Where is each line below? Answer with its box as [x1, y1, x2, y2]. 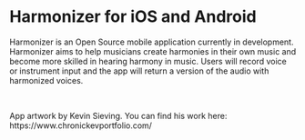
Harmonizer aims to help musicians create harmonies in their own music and [9, 45, 297, 56]
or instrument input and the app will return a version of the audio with [9, 65, 269, 76]
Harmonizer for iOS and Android [9, 6, 257, 27]
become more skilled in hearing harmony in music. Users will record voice [9, 55, 287, 66]
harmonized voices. [9, 75, 84, 85]
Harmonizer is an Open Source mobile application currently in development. [9, 36, 294, 47]
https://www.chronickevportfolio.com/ [9, 120, 153, 131]
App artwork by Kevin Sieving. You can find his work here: [9, 110, 228, 121]
